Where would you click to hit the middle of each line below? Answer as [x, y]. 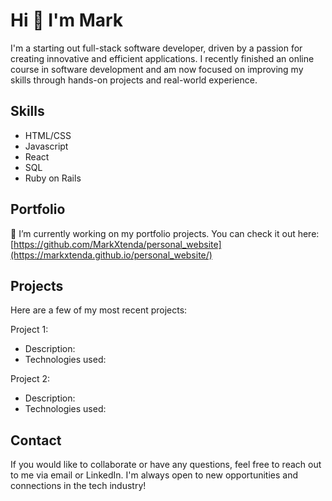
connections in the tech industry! [78, 486]
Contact [36, 440]
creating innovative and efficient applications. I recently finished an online [162, 58]
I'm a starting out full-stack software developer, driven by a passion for [156, 48]
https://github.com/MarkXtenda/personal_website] [117, 244]
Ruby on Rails [53, 178]
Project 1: [29, 330]
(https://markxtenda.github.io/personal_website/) [111, 255]
